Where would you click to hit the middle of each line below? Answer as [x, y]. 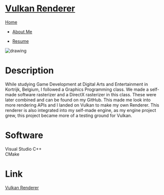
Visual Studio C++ [23, 149]
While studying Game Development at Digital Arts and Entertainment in [77, 84]
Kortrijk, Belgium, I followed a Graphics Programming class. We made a [77, 89]
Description [29, 70]
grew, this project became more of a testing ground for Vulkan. [69, 115]
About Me [22, 31]
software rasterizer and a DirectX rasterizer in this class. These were [87, 94]
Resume [20, 41]
